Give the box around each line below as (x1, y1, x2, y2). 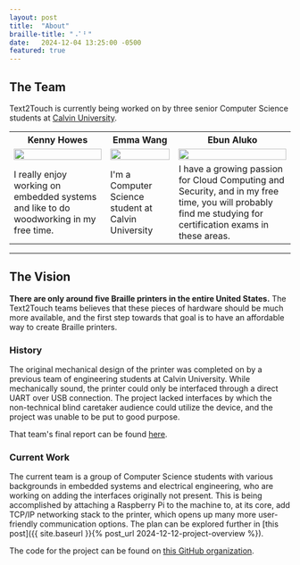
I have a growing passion (178, 162, 283, 175)
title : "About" (9, 21, 70, 30)
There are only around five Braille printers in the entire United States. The (9, 293, 287, 303)
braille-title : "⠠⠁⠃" (9, 29, 92, 38)
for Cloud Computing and (178, 173, 285, 186)
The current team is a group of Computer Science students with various (9, 471, 274, 482)
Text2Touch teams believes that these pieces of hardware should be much (9, 303, 284, 313)
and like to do (13, 202, 71, 214)
